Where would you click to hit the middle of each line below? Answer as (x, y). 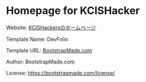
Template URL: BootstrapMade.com (49, 50)
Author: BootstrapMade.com (40, 62)
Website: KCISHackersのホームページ (51, 27)
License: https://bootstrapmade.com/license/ (61, 73)
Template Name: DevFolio (37, 39)
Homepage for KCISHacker (73, 11)
